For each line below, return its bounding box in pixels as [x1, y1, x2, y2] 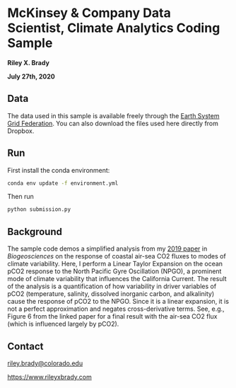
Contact [7, 340, 44, 352]
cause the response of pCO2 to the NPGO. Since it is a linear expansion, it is [7, 297, 230, 306]
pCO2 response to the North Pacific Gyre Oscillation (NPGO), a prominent [7, 267, 222, 275]
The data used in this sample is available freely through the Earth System [7, 111, 220, 120]
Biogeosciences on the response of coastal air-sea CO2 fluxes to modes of [7, 252, 226, 261]
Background [7, 225, 62, 238]
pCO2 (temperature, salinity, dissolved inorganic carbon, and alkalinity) [7, 290, 215, 298]
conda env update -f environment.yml [7, 179, 119, 187]
